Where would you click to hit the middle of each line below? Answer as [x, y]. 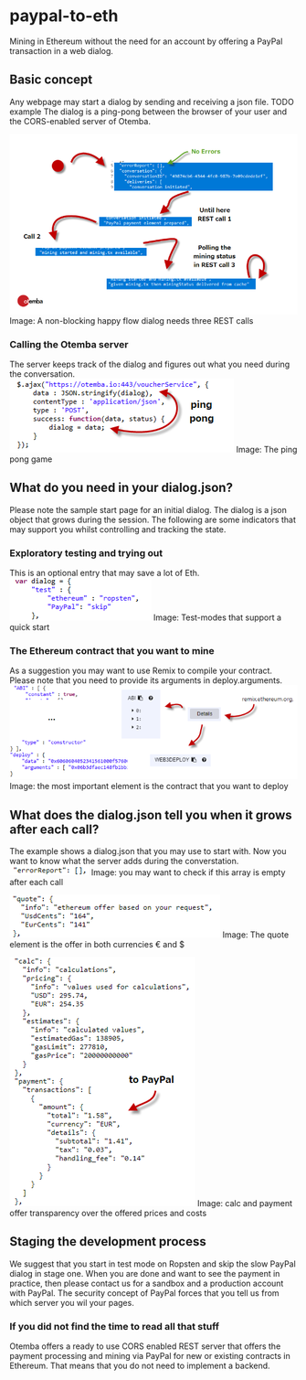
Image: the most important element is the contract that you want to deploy [149, 786]
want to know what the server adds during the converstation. [124, 861]
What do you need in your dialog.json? [121, 488]
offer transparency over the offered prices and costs [108, 1214]
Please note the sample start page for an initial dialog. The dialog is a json [148, 509]
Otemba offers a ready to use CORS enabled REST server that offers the [145, 1346]
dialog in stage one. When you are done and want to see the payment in [145, 1273]
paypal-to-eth [64, 16]
